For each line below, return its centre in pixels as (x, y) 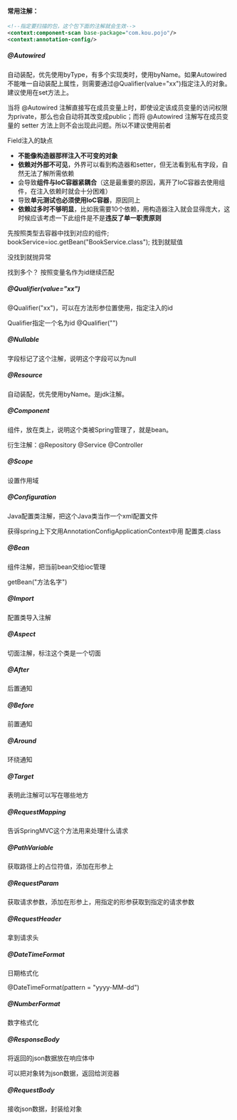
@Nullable (23, 340)
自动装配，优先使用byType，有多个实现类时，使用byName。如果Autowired (117, 74)
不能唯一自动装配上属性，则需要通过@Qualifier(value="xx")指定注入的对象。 (119, 83)
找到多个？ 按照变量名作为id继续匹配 (61, 272)
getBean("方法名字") (37, 582)
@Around (22, 741)
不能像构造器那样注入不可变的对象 (68, 155)
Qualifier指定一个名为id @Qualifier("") (63, 323)
